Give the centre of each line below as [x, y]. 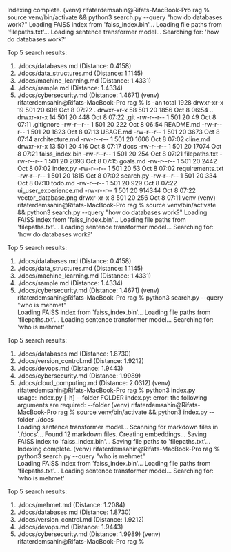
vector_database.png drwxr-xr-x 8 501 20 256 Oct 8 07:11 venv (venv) [116, 198]
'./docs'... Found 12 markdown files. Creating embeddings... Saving [112, 434]
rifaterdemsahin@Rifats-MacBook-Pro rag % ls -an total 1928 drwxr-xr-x [120, 102]
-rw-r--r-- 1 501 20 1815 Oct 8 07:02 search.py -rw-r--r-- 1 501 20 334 [117, 176]
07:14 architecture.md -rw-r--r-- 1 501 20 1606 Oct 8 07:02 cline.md [113, 139]
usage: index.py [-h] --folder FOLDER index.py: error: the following [112, 398]
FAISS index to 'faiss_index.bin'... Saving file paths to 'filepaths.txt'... [114, 441]
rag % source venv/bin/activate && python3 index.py [133, 412]
